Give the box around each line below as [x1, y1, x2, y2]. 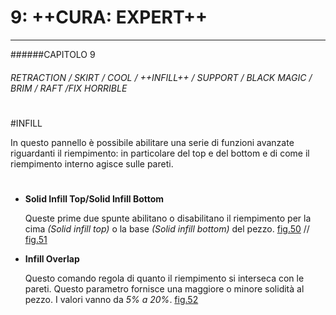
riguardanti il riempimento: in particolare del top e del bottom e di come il [10, 147, 310, 159]
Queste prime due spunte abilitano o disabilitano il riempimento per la [24, 212, 312, 224]
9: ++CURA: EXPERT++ [10, 6, 208, 29]
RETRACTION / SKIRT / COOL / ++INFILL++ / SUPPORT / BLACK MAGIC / [10, 71, 313, 83]
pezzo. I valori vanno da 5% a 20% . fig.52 [24, 293, 199, 305]
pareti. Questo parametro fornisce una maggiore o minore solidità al [24, 282, 305, 295]
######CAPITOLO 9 [10, 48, 96, 60]
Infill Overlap [24, 252, 80, 265]
